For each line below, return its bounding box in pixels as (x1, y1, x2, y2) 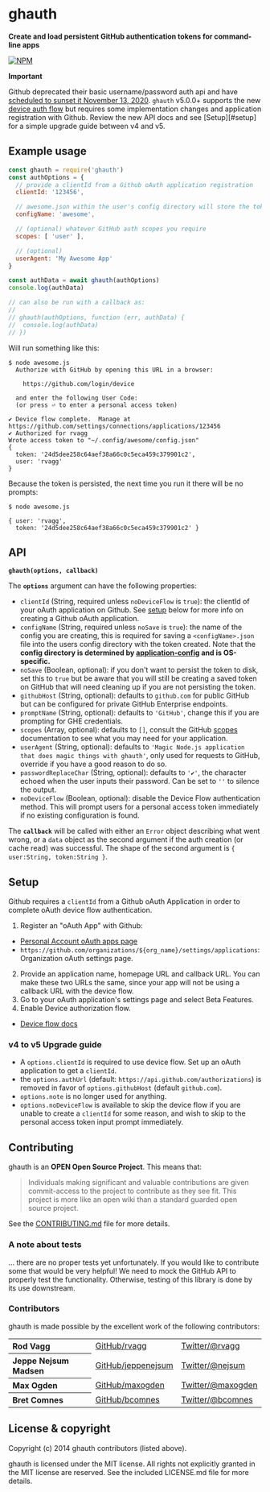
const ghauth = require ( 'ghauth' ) (8, 166, 125, 174)
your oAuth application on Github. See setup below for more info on (19, 605, 243, 615)
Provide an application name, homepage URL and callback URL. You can (19, 969, 260, 979)
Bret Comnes (12, 1395, 64, 1406)
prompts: (8, 487, 39, 496)
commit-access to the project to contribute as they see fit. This (27, 1186, 237, 1196)
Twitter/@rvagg (181, 1341, 240, 1352)
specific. (19, 657, 51, 666)
